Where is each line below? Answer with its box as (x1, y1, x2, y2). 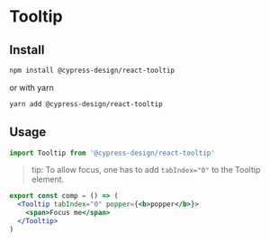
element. (31, 174, 65, 185)
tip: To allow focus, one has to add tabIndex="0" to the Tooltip (31, 165, 261, 175)
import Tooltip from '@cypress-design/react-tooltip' (9, 148, 216, 157)
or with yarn (9, 82, 54, 93)
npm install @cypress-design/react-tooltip (9, 66, 175, 75)
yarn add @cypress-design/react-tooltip (9, 99, 164, 109)
